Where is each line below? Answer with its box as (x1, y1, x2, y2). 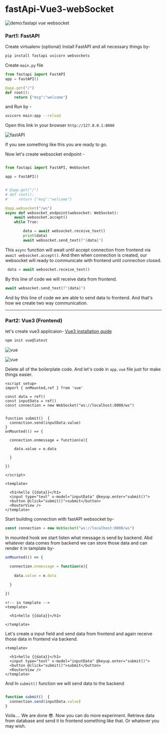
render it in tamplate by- (5, 545, 55, 551)
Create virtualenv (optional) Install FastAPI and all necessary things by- (5, 44, 151, 50)
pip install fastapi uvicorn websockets (5, 53, 90, 58)
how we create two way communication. (5, 300, 88, 306)
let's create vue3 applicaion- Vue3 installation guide (5, 328, 112, 334)
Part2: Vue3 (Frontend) (5, 317, 63, 324)
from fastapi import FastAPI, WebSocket (5, 165, 90, 170)
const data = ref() (5, 394, 46, 399)
